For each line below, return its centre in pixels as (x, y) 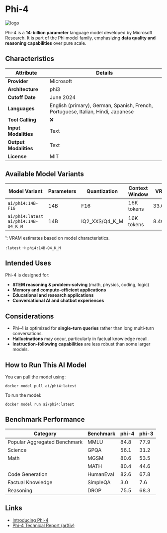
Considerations (30, 316)
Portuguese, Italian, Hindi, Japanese (92, 111)
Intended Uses (28, 263)
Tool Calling (22, 119)
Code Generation (28, 474)
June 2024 (63, 97)
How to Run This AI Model (46, 365)
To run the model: (23, 395)
